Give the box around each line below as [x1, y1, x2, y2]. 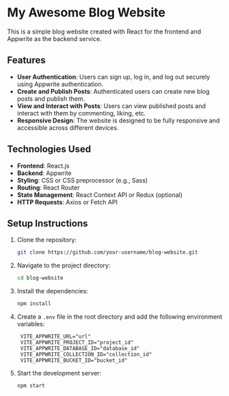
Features [7, 55, 46, 66]
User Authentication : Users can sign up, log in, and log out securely [16, 72, 211, 81]
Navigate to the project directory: [16, 261, 111, 269]
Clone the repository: [16, 236, 77, 244]
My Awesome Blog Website [7, 5, 166, 21]
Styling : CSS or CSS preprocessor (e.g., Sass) [16, 176, 148, 184]
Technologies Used [7, 144, 91, 155]
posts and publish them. [16, 94, 85, 103]
